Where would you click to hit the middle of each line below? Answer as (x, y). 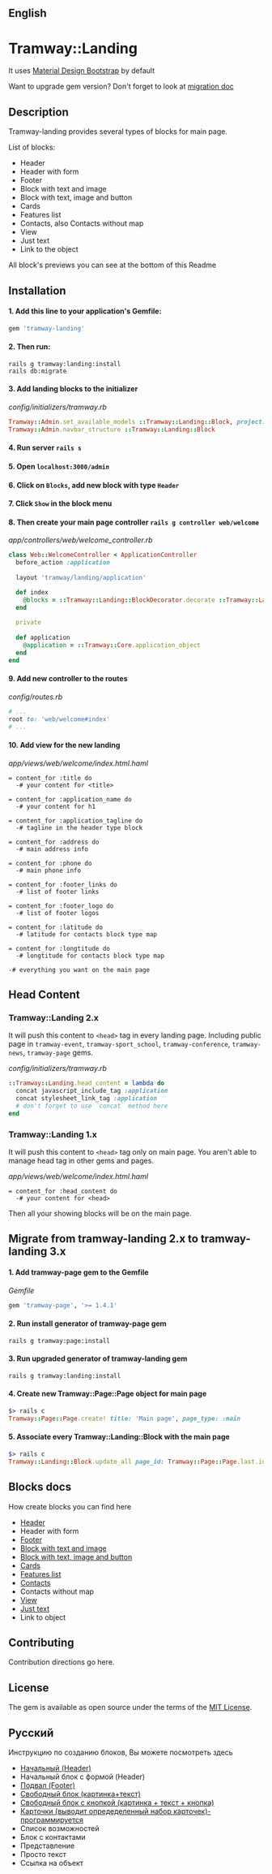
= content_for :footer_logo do (61, 906)
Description (38, 112)
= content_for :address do (54, 842)
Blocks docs (40, 1487)
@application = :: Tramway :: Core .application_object (112, 645)
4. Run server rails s (45, 448)
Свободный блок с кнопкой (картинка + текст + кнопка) (117, 1803)
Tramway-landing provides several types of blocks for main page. (118, 132)
